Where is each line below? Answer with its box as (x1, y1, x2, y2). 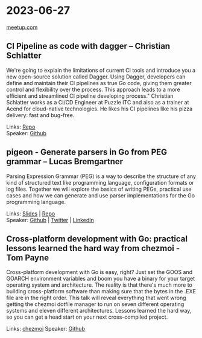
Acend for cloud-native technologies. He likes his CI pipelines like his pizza (6, 105, 193, 112)
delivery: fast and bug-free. (6, 111, 75, 118)
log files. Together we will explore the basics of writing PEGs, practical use (6, 185, 192, 193)
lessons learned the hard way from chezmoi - (6, 243, 180, 253)
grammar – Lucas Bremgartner (6, 156, 124, 167)
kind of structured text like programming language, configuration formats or (6, 179, 194, 186)
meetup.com (6, 24, 38, 31)
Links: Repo (6, 123, 36, 130)
